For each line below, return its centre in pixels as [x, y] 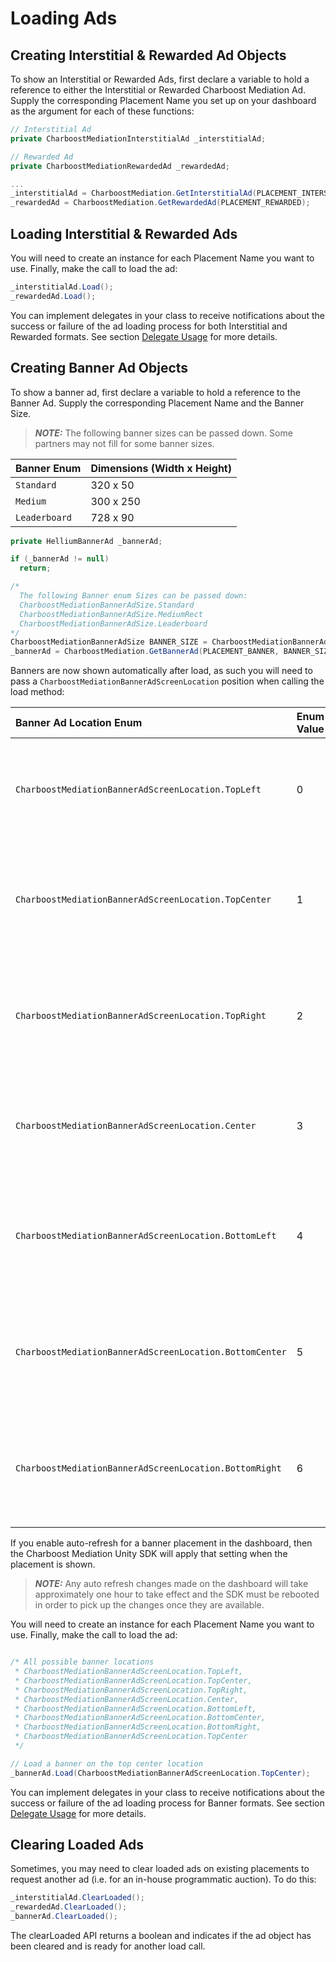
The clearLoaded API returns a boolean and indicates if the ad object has [161, 1936]
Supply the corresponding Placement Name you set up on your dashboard [163, 100]
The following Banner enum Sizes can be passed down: [133, 596]
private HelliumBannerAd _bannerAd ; [86, 541]
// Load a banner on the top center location [106, 1763]
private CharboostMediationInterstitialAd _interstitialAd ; [138, 138]
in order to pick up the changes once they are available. [149, 1605]
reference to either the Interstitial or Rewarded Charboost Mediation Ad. [158, 90]
